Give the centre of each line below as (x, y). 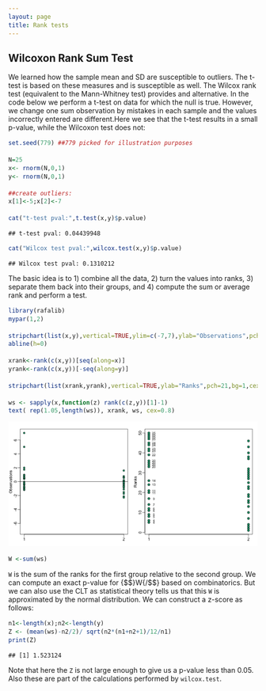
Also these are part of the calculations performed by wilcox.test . (115, 678)
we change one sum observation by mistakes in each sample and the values (133, 111)
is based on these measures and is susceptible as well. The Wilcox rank (139, 85)
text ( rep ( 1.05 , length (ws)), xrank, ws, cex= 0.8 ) (92, 411)
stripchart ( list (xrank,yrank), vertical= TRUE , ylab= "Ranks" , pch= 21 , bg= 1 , (129, 385)
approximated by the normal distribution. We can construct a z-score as (125, 600)
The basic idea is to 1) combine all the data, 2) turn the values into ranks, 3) (131, 278)
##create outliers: (40, 193)
